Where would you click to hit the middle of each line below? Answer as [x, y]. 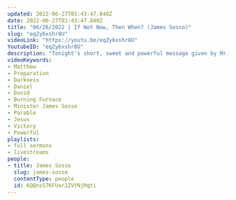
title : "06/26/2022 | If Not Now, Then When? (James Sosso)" [100, 27]
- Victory [22, 126]
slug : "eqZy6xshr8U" [38, 34]
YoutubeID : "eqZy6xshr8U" [45, 47]
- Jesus [19, 119]
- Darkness [23, 80]
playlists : [23, 139]
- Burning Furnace [34, 100]
